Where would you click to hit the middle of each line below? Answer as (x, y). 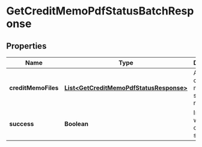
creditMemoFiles (34, 88)
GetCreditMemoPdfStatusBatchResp (100, 11)
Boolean (76, 124)
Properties (26, 46)
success (22, 124)
